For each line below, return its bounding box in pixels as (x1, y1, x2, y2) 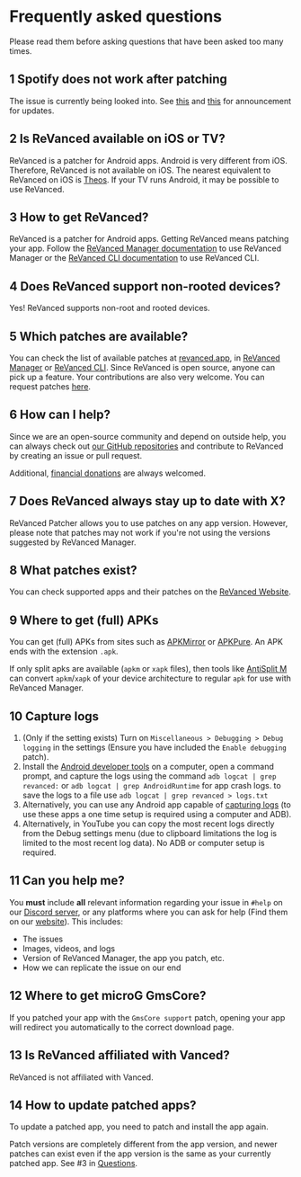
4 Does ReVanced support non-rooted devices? (9, 279, 281, 294)
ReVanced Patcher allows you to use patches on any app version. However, (9, 517, 288, 528)
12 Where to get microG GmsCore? (9, 988, 207, 1003)
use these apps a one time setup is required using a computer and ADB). (22, 809, 292, 820)
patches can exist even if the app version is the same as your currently (9, 1148, 271, 1159)
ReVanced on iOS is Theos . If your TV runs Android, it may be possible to (9, 174, 279, 185)
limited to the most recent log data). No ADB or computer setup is (22, 838, 265, 849)
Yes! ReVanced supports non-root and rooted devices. (9, 303, 211, 314)
